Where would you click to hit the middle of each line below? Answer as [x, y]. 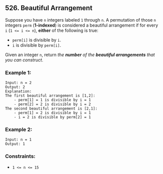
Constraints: [20, 156]
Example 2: [19, 130]
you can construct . [24, 60]
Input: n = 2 [18, 83]
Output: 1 [15, 144]
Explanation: [18, 91]
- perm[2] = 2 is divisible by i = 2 [53, 104]
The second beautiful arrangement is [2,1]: [51, 109]
